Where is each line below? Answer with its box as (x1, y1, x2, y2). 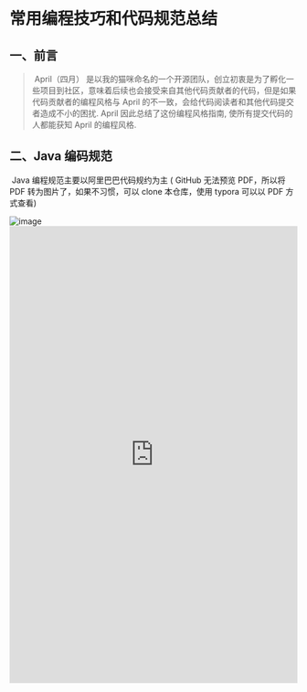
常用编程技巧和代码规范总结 (9, 8, 218, 29)
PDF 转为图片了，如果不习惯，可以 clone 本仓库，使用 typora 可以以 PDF (9, 186, 284, 197)
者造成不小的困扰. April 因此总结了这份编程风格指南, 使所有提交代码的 (31, 108, 294, 119)
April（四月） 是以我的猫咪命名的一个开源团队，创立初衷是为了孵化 (34, 74, 287, 84)
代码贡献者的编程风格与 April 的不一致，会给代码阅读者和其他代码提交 (31, 97, 295, 107)
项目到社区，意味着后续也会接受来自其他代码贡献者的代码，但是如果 (39, 85, 297, 96)
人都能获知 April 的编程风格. (31, 120, 137, 130)
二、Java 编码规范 (9, 148, 112, 165)
